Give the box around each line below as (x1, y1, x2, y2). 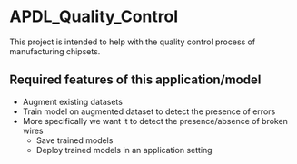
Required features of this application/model (9, 72, 262, 88)
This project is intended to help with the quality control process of (9, 36, 256, 47)
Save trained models (35, 134, 114, 146)
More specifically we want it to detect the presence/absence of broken (22, 115, 289, 126)
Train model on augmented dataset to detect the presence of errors (22, 106, 276, 117)
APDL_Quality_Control (9, 6, 179, 27)
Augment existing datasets (22, 96, 123, 107)
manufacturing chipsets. (9, 45, 101, 56)
